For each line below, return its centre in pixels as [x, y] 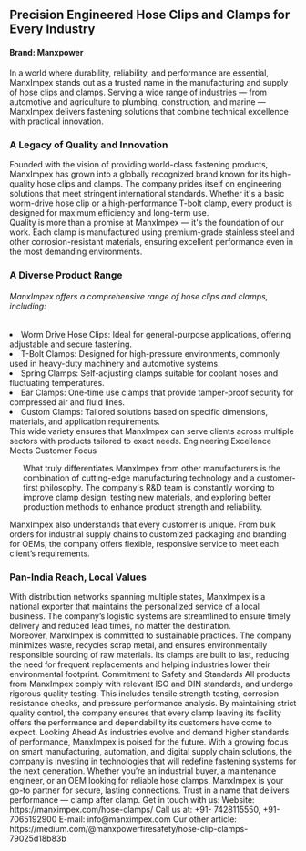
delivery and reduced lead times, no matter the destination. [120, 626]
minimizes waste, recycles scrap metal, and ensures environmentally [138, 645]
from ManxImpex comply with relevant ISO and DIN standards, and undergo [152, 684]
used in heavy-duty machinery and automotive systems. [115, 364]
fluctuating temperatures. [57, 383]
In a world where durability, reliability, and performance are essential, [139, 73]
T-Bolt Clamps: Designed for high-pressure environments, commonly [151, 354]
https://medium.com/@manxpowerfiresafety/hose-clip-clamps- [129, 829]
